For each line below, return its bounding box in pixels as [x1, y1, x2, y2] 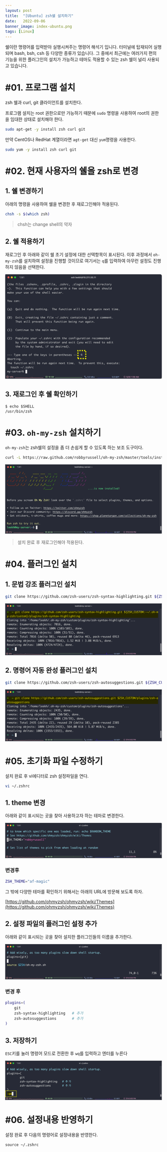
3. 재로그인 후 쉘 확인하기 [5, 389, 78, 398]
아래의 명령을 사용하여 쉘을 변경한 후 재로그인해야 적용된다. [5, 201, 119, 207]
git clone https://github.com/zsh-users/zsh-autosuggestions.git [5, 680, 143, 685]
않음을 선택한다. [14, 264, 45, 270]
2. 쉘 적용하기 [5, 237, 45, 246]
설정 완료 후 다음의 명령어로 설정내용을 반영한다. [5, 1132, 98, 1138]
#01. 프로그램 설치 [5, 82, 76, 93]
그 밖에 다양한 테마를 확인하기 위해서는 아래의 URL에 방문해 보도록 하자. [5, 889, 144, 895]
